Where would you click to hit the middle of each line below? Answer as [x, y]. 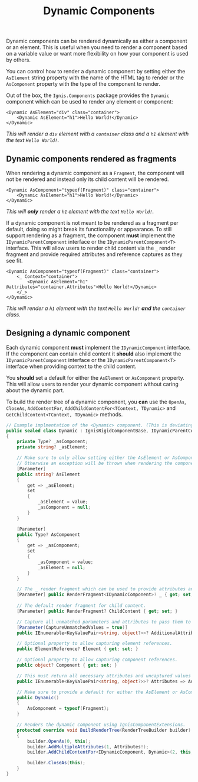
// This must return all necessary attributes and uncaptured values [104, 676]
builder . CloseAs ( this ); [56, 763]
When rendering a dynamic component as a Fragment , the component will [95, 173]
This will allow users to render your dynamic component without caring [92, 384]
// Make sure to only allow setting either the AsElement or [93, 458]
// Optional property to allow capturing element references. [95, 644]
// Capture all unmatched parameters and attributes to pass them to [104, 622]
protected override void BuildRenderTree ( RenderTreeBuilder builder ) [104, 730]
